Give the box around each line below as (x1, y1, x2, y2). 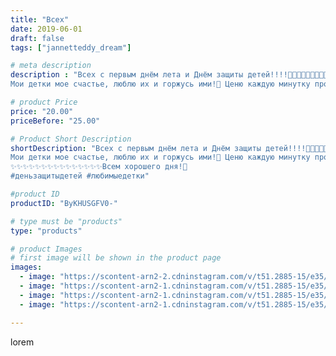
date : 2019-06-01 (10, 24, 83, 34)
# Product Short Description (10, 134, 132, 144)
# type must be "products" (10, 216, 123, 226)
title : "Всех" (10, 14, 70, 25)
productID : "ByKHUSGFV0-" (10, 198, 118, 208)
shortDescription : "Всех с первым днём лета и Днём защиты (10, 143, 262, 153)
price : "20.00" (10, 106, 74, 116)
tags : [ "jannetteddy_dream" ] (10, 42, 132, 53)
